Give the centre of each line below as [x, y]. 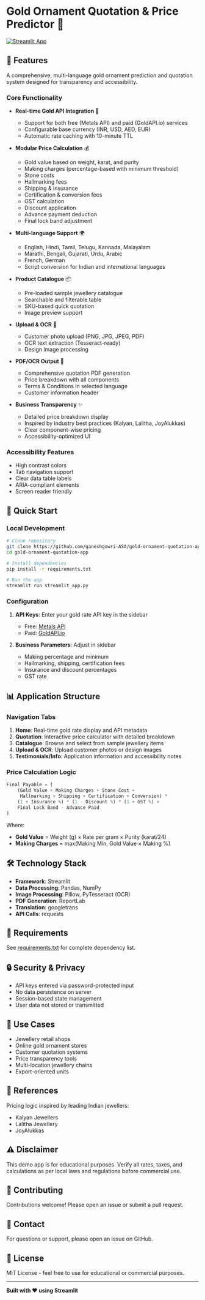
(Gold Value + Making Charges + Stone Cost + [76, 791]
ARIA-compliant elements [47, 485]
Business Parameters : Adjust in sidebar [65, 645]
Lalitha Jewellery [36, 1124]
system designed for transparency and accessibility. [72, 81]
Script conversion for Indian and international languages [95, 267]
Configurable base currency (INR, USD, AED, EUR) [87, 129]
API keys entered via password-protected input [74, 986]
